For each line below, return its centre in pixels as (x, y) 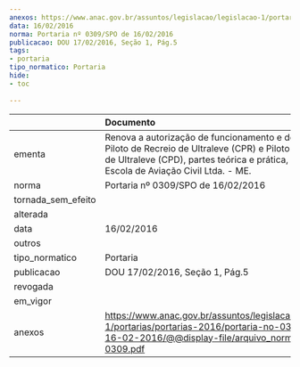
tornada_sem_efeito (55, 200)
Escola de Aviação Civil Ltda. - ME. (178, 170)
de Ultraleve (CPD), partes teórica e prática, (196, 159)
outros (28, 243)
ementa (30, 154)
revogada (33, 286)
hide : (19, 76)
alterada (31, 214)
